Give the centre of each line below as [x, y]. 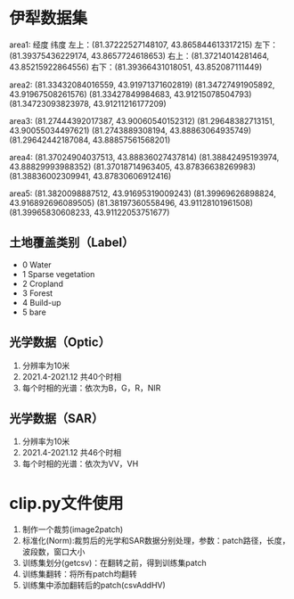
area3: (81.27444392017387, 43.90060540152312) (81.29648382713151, [142, 120]
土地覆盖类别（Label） [72, 243]
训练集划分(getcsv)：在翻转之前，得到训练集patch [114, 563]
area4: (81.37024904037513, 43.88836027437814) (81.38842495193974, [144, 157]
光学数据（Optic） [60, 343]
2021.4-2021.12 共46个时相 [72, 453]
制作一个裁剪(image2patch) [73, 529]
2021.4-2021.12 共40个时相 [72, 376]
